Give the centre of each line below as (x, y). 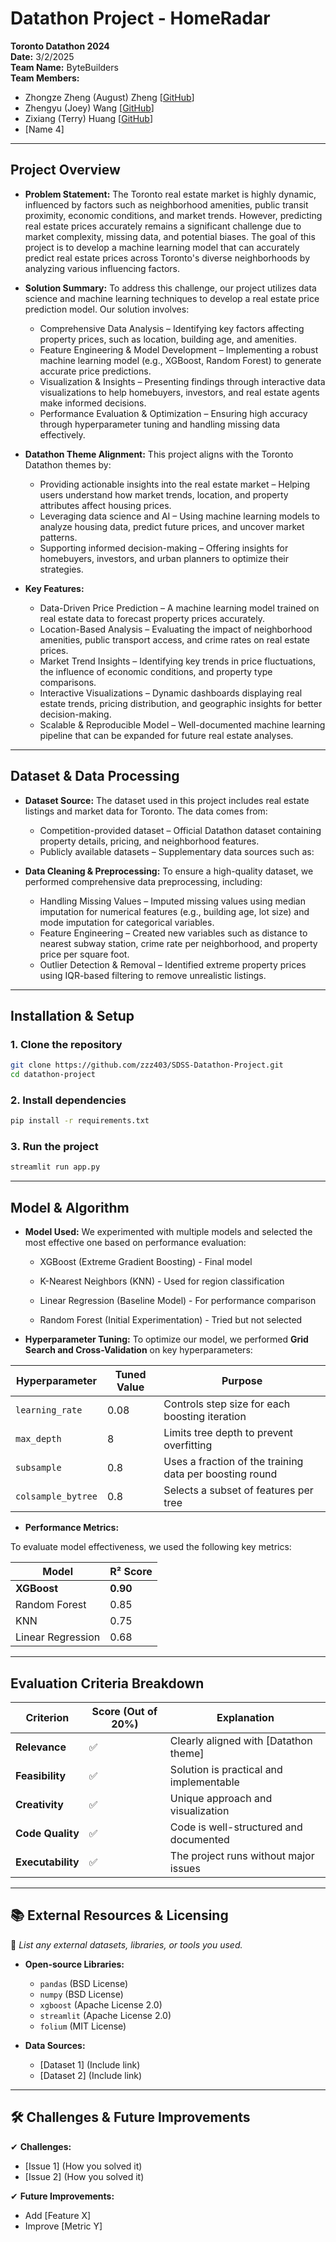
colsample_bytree (56, 1496)
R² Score (131, 1572)
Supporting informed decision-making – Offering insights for (164, 548)
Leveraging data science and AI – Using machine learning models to (179, 516)
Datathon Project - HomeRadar (140, 18)
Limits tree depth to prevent (228, 1433)
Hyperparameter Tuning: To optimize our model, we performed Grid (166, 1339)
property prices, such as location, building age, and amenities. (168, 339)
